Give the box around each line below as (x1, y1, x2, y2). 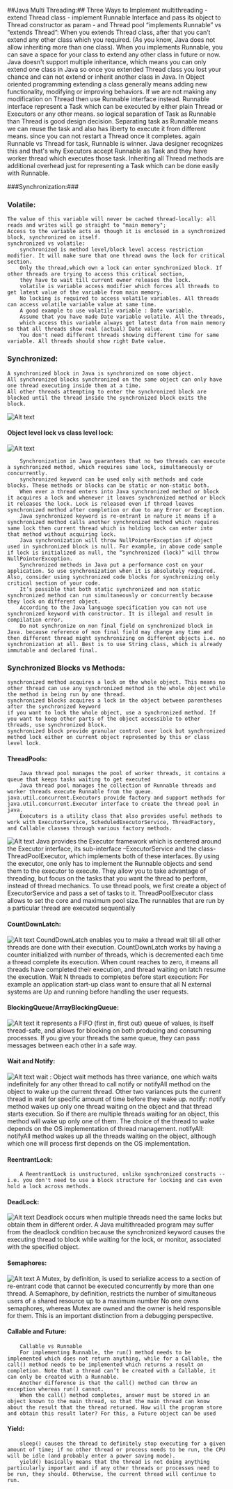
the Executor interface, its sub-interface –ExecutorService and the (7, 844, 197, 853)
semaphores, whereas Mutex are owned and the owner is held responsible (7, 1304, 221, 1312)
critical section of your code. (7, 579, 101, 587)
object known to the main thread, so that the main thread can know (7, 1398, 210, 1405)
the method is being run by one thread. (7, 691, 127, 698)
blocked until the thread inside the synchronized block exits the (7, 394, 207, 401)
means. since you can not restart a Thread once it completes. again (7, 132, 201, 140)
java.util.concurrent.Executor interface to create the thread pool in (7, 800, 219, 808)
